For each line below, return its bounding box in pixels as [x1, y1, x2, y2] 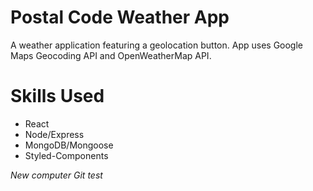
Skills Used [10, 85, 105, 108]
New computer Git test [10, 169, 103, 181]
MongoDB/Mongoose [24, 139, 114, 151]
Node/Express [24, 128, 85, 140]
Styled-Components [24, 149, 109, 161]
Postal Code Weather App [10, 6, 230, 29]
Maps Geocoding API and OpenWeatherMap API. [10, 49, 212, 61]
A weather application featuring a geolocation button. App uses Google [10, 39, 304, 51]
